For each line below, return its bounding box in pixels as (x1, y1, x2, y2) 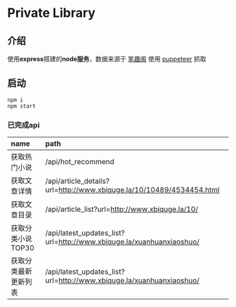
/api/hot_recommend (45, 157, 114, 167)
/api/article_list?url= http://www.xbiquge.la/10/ (45, 204, 199, 214)
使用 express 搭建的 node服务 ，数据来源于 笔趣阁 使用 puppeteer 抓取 (7, 55, 206, 63)
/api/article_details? (45, 176, 110, 186)
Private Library (7, 5, 96, 21)
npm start (7, 102, 37, 110)
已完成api (7, 120, 40, 130)
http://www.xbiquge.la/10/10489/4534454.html (58, 185, 220, 195)
